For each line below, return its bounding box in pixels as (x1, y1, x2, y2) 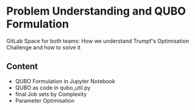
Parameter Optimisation (15, 97, 75, 104)
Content (6, 61, 38, 72)
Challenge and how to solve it (6, 44, 81, 51)
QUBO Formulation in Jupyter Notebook (15, 77, 116, 84)
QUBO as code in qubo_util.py (15, 84, 91, 91)
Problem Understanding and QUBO (6, 4, 186, 18)
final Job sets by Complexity (15, 90, 87, 98)
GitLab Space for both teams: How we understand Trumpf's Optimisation (6, 37, 190, 44)
